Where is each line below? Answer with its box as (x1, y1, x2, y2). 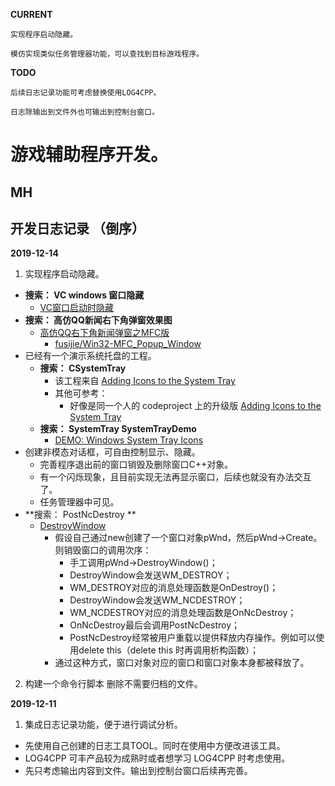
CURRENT (10, 9, 53, 20)
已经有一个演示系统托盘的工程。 (24, 350, 157, 362)
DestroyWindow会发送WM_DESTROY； (69, 569, 233, 581)
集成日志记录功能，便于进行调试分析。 (24, 719, 183, 731)
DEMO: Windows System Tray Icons (54, 434, 204, 446)
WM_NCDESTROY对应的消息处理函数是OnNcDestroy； (69, 607, 297, 619)
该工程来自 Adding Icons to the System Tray (54, 375, 236, 387)
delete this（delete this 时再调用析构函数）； (78, 644, 260, 656)
